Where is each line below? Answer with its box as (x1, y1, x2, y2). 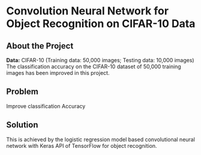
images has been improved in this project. (6, 69, 110, 76)
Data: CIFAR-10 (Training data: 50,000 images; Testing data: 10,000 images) (6, 57, 194, 63)
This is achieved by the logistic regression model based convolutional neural (6, 136, 195, 143)
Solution (6, 120, 38, 130)
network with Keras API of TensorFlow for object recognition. (6, 142, 157, 149)
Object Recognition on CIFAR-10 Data (6, 17, 196, 31)
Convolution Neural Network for (6, 4, 169, 18)
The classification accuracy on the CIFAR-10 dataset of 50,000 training (6, 63, 181, 70)
